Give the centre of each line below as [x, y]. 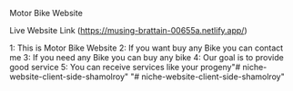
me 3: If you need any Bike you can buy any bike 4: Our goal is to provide [146, 57]
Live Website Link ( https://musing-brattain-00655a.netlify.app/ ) [128, 30]
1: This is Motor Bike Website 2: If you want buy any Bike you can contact [146, 48]
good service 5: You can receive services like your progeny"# [125, 67]
